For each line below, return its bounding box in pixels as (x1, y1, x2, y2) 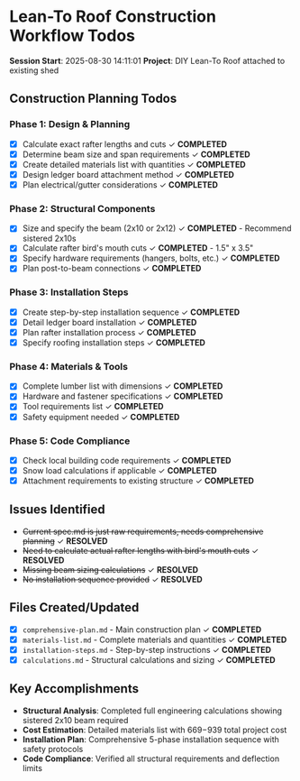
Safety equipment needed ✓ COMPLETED (22, 411, 180, 422)
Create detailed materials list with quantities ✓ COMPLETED (22, 159, 246, 170)
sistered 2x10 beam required (22, 714, 129, 725)
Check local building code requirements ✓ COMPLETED (22, 455, 232, 465)
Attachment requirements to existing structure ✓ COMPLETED (22, 475, 255, 486)
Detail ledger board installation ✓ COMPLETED (22, 317, 197, 327)
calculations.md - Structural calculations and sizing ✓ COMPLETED (22, 654, 277, 665)
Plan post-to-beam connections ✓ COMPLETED (22, 263, 202, 274)
